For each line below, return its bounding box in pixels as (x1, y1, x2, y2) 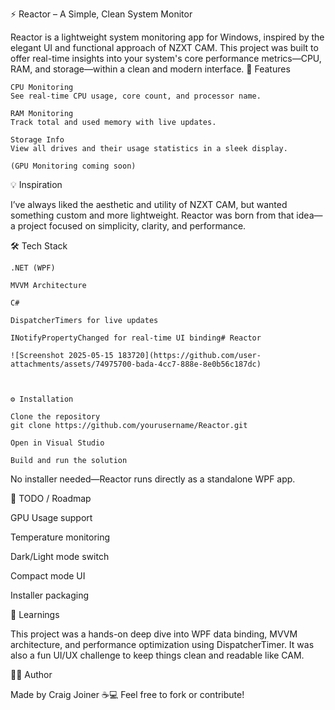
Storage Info (10, 135, 65, 145)
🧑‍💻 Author (10, 669, 53, 680)
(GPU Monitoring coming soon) (10, 161, 137, 171)
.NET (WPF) (10, 263, 56, 273)
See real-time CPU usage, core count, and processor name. (10, 91, 262, 101)
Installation (19, 394, 74, 404)
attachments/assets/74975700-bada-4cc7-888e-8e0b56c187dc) (10, 359, 262, 369)
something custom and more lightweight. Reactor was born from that (10, 209, 295, 221)
